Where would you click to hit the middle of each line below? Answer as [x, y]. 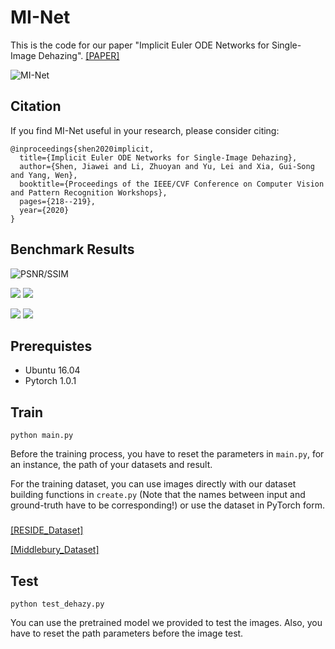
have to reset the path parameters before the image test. [127, 633]
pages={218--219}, [58, 201]
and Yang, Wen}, [44, 175]
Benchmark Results [72, 249]
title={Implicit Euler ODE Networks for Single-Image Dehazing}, [158, 157]
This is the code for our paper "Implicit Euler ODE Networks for [140, 45]
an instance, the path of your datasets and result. [111, 465]
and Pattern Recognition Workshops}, [89, 192]
